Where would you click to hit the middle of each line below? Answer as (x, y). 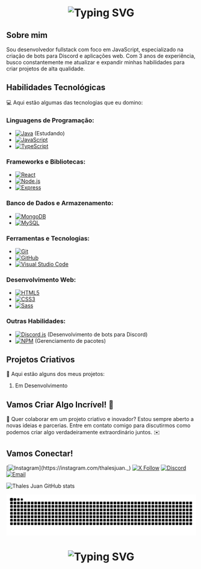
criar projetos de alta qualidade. (46, 69)
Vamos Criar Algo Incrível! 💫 (60, 404)
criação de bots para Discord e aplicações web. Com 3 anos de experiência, (101, 56)
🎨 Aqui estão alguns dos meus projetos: (56, 374)
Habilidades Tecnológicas (56, 88)
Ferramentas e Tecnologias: (48, 238)
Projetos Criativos (41, 359)
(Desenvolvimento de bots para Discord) (97, 334)
